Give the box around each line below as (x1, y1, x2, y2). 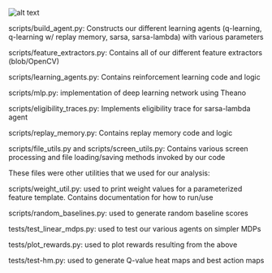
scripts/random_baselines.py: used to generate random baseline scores (8, 208, 249, 218)
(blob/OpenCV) (8, 57, 59, 66)
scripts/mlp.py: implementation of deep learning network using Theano (8, 88, 246, 97)
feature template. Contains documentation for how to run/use (8, 193, 214, 202)
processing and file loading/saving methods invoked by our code (8, 153, 226, 162)
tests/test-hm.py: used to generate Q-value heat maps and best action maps (8, 256, 265, 265)
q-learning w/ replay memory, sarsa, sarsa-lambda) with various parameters (8, 32, 264, 41)
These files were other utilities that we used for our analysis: (8, 168, 210, 178)
